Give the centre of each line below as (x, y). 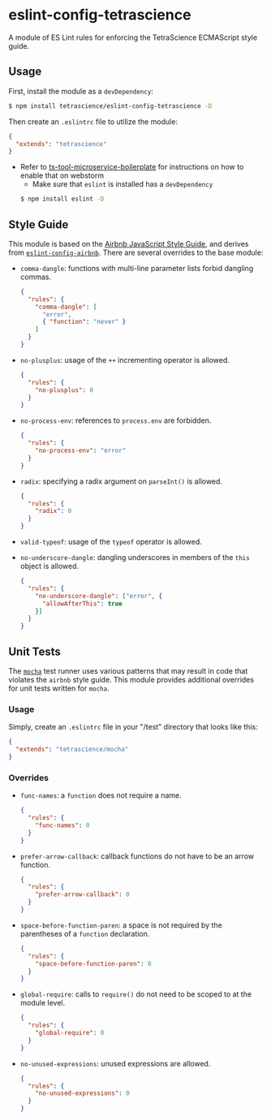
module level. (43, 1003)
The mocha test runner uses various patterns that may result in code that (128, 671)
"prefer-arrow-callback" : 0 (82, 894)
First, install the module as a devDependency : (81, 91)
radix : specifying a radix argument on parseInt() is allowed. (121, 481)
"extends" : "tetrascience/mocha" (72, 750)
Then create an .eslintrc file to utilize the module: (93, 121)
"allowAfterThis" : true (82, 603)
